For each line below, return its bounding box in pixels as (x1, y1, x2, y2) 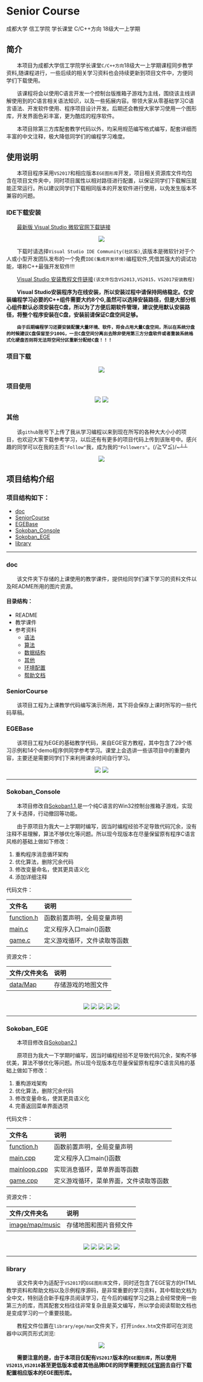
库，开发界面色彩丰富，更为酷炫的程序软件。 (6, 112, 118, 119)
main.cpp (9, 1153, 36, 1162)
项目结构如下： (6, 494, 50, 502)
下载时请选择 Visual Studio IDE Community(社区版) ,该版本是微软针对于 (17, 247, 190, 255)
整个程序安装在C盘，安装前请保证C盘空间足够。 (22, 311, 141, 318)
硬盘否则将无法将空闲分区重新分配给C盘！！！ (14, 337, 113, 343)
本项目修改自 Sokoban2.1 (17, 1039, 77, 1046)
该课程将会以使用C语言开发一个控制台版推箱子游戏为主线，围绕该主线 (17, 89, 190, 97)
